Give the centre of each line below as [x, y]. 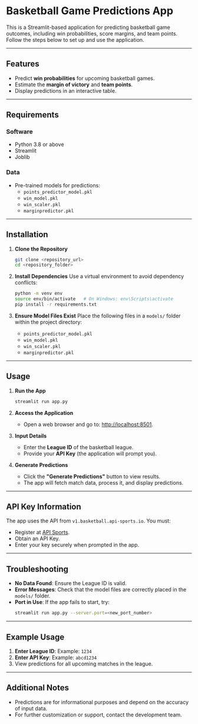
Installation [27, 235]
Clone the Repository [41, 249]
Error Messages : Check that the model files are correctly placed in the [100, 590]
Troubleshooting [37, 569]
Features [23, 64]
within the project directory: [48, 322]
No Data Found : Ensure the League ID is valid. [70, 583]
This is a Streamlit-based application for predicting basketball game [88, 27]
